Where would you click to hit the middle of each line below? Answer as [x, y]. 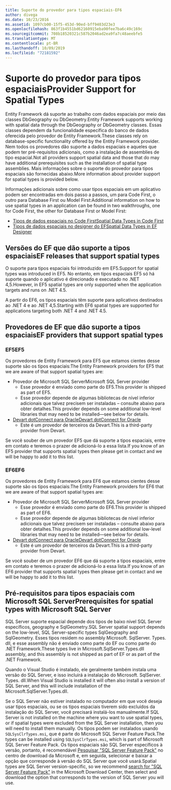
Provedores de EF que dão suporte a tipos [73, 327]
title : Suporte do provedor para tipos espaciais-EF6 [64, 10]
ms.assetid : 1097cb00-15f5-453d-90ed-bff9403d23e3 [60, 24]
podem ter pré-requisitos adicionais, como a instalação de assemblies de [82, 152]
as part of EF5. [36, 392]
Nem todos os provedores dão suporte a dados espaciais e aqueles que [81, 147]
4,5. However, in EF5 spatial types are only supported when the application [83, 285]
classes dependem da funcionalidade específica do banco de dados [77, 131]
